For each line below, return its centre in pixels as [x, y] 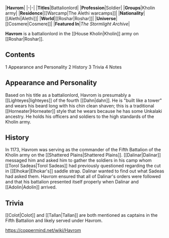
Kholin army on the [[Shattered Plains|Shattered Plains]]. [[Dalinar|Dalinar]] [83, 155]
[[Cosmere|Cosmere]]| [29, 24]
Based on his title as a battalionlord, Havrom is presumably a [68, 95]
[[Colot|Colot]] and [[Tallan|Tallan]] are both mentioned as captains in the [81, 215]
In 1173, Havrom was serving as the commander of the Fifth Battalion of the [83, 150]
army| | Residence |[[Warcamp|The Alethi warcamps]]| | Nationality [74, 13]
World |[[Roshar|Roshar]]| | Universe [78, 18]
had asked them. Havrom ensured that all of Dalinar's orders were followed [83, 176]
